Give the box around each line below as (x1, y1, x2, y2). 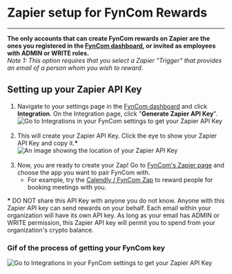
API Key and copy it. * (17, 138, 78, 147)
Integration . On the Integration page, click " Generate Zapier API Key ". (17, 109, 218, 118)
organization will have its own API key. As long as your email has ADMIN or (7, 211, 220, 219)
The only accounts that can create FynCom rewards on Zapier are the (7, 34, 211, 42)
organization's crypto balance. (7, 226, 95, 234)
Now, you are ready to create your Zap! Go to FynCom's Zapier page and (17, 161, 224, 169)
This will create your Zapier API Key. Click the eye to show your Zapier (17, 131, 217, 140)
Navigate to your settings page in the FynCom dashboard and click (17, 102, 208, 110)
